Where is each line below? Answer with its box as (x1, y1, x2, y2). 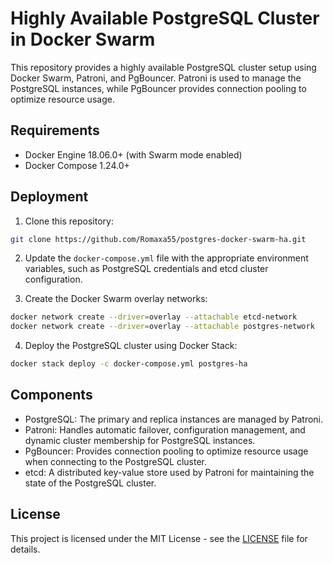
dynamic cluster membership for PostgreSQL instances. (24, 434, 256, 446)
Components (10, 387, 93, 404)
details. (10, 543, 41, 555)
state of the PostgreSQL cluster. (24, 477, 157, 489)
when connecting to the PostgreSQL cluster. (24, 455, 208, 467)
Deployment (10, 188, 89, 206)
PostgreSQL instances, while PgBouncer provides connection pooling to (10, 82, 307, 94)
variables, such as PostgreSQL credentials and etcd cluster (24, 263, 269, 275)
